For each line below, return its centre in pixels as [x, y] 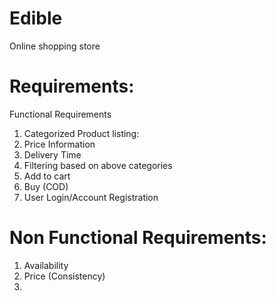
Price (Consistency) [64, 276]
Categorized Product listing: [81, 133]
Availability [46, 265]
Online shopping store [55, 46]
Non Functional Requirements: [138, 238]
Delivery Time [52, 154]
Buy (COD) [46, 186]
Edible [36, 18]
